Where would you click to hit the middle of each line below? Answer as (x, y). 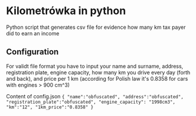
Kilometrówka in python (66, 11)
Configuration (32, 52)
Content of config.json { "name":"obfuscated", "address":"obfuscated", (95, 96)
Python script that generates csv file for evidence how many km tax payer (96, 27)
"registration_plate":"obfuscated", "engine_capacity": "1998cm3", (91, 102)
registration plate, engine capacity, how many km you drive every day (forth (98, 72)
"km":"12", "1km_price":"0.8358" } (50, 107)
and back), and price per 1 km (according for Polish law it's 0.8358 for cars (97, 78)
